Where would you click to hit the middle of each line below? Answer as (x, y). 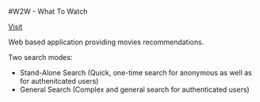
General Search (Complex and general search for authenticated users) (134, 89)
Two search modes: (40, 57)
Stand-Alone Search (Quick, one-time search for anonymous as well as (136, 73)
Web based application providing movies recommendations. (106, 42)
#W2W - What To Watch (48, 11)
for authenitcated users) (59, 81)
